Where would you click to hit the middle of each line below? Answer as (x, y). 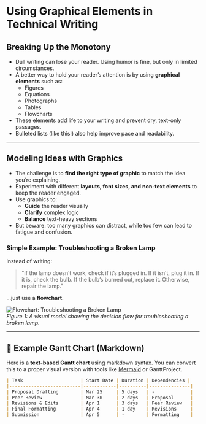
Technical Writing (52, 24)
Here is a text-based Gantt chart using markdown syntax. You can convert (101, 363)
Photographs (41, 101)
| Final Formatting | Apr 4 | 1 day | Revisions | (100, 409)
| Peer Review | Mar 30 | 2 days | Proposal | (100, 398)
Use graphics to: (36, 199)
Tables (33, 107)
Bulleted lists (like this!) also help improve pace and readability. (95, 133)
